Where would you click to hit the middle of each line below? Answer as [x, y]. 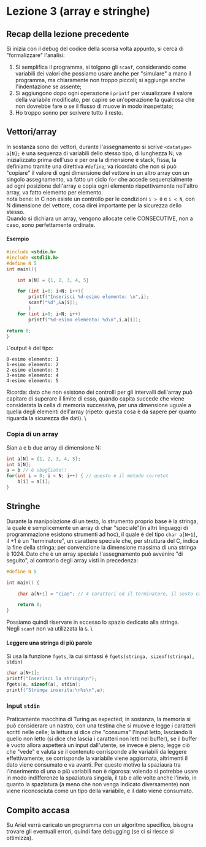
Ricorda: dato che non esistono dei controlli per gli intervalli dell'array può [100, 392]
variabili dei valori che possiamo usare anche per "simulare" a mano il [103, 74]
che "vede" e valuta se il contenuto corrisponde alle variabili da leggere [97, 752]
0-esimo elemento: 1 [33, 359]
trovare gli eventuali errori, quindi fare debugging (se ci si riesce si [90, 831]
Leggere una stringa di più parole [49, 643]
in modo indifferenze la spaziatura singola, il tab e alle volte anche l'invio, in [102, 778]
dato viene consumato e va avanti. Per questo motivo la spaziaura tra [93, 765]
